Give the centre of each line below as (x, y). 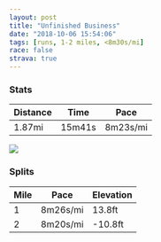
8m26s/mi (62, 209)
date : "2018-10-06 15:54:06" (63, 34)
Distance (33, 113)
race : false (31, 51)
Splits (22, 172)
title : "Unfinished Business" (65, 26)
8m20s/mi (62, 224)
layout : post (33, 17)
